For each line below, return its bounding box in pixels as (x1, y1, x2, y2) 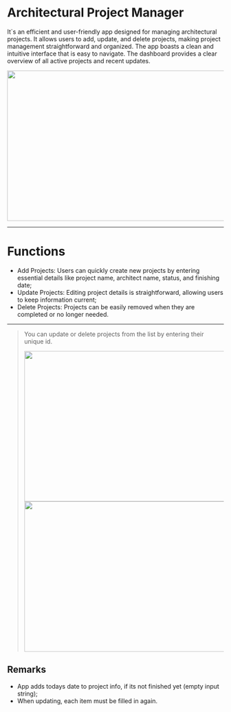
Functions (7, 244, 65, 259)
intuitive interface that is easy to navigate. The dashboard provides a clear (7, 49, 218, 58)
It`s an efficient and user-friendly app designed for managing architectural (7, 27, 217, 36)
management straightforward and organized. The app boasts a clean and (7, 42, 214, 50)
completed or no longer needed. (16, 310, 109, 318)
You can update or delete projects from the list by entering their (23, 330, 204, 338)
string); (16, 689, 38, 698)
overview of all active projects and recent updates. (7, 56, 151, 65)
